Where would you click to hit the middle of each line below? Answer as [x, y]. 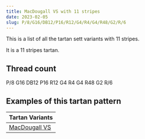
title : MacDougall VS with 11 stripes [53, 11]
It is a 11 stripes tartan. [33, 50]
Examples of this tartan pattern [63, 101]
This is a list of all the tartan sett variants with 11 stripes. [73, 39]
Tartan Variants [31, 117]
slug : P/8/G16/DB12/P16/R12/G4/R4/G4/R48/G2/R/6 [66, 22]
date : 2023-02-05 [27, 17]
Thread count [31, 69]
